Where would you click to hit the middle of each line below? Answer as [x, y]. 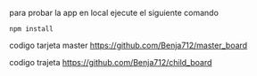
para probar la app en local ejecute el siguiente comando [114, 13]
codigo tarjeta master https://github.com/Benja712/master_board [128, 45]
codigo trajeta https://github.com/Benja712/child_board [111, 62]
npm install [31, 29]
